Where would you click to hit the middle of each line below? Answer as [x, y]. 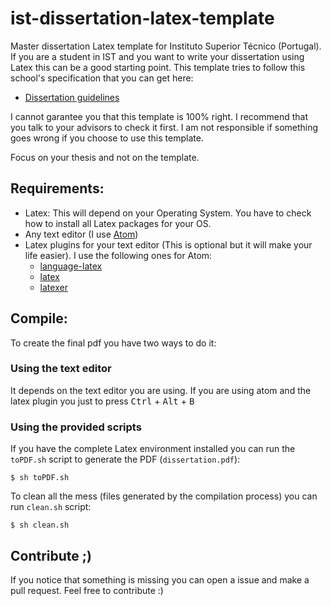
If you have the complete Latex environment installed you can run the [153, 449]
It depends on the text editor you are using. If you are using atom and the [161, 390]
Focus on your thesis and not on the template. [105, 157]
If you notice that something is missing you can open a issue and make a [160, 579]
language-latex [71, 266]
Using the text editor [61, 369]
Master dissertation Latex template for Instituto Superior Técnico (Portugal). [166, 46]
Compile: [39, 318]
